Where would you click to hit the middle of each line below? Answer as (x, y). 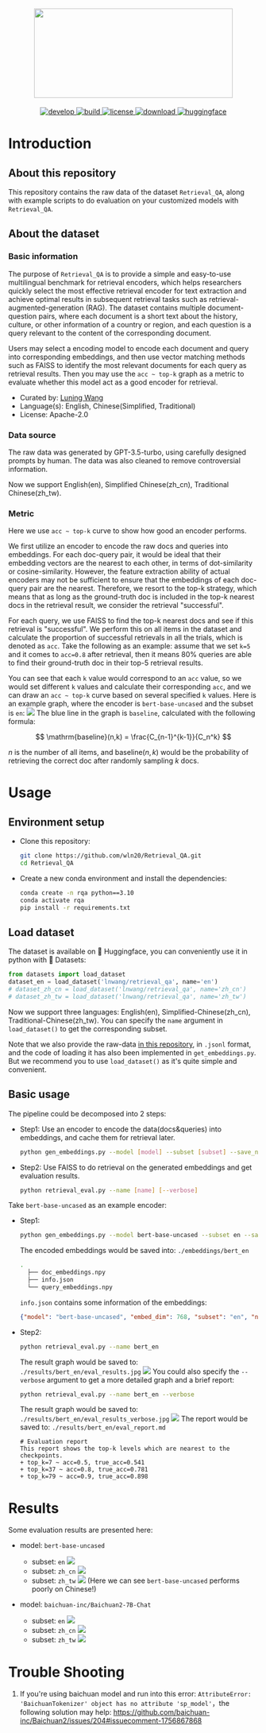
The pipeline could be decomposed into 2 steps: (87, 1113)
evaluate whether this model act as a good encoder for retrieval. (113, 382)
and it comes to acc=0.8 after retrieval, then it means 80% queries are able (130, 655)
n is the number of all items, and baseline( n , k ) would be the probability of (128, 752)
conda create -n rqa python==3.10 (77, 893)
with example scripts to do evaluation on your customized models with (123, 200)
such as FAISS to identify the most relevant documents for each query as (127, 365)
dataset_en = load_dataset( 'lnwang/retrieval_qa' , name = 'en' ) (113, 982)
